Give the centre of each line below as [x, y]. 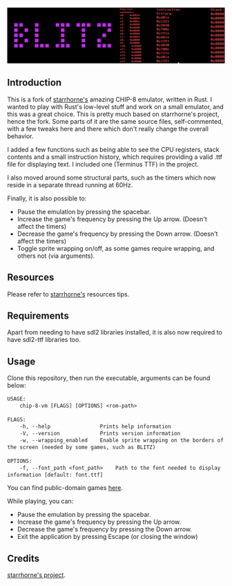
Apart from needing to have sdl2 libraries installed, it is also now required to [115, 332]
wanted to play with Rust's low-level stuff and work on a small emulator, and [115, 106]
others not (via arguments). [56, 256]
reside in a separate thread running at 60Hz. [70, 185]
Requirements [38, 315]
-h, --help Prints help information [95, 427]
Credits [23, 558]
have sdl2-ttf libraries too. [44, 340]
